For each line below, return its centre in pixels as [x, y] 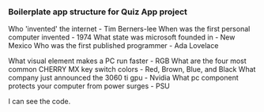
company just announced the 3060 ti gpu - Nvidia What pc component [123, 78]
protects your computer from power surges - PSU [89, 86]
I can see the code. [40, 102]
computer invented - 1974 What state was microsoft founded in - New [122, 37]
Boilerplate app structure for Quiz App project [98, 12]
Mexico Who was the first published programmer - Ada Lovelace [113, 46]
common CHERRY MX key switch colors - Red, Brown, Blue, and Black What [132, 69]
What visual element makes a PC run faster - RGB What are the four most [127, 61]
